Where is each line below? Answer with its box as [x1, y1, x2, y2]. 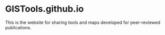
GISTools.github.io [5, 3, 84, 15]
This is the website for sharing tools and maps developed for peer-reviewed [5, 19, 161, 25]
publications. [5, 24, 32, 30]
